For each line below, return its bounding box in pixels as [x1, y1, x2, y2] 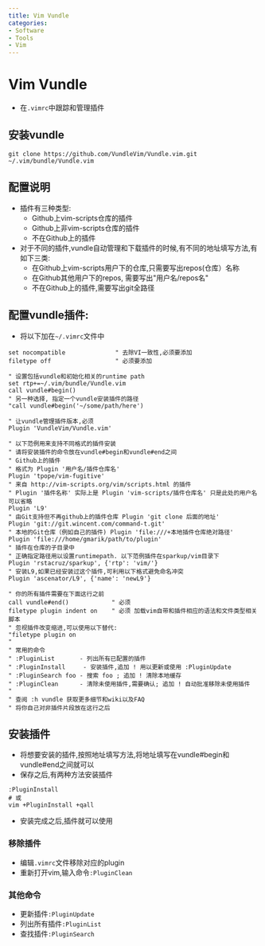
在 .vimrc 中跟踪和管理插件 [19, 103, 105, 112]
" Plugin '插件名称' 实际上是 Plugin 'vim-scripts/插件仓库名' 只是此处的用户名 [8, 489, 258, 497]
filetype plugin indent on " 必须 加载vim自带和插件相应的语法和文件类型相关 [8, 607, 258, 615]
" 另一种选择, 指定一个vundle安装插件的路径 [8, 395, 139, 403]
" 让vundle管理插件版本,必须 [8, 417, 94, 425]
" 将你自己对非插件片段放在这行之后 [8, 704, 111, 712]
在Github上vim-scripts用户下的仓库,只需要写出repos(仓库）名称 [31, 263, 240, 272]
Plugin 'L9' [8, 504, 48, 512]
